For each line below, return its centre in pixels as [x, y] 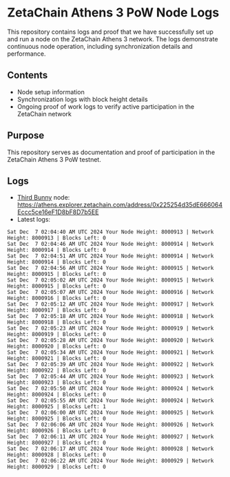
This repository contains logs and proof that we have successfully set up [110, 32]
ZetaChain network [44, 114]
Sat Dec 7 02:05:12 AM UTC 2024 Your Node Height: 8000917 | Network [111, 304]
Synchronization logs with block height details [82, 99]
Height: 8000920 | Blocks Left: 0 [57, 347]
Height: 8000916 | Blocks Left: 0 [57, 298]
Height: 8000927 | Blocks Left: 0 [57, 443]
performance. [27, 54]
